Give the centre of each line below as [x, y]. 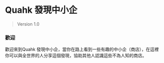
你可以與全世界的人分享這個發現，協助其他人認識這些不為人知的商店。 [76, 56]
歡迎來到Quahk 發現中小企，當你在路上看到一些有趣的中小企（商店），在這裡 [82, 49]
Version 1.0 [28, 24]
